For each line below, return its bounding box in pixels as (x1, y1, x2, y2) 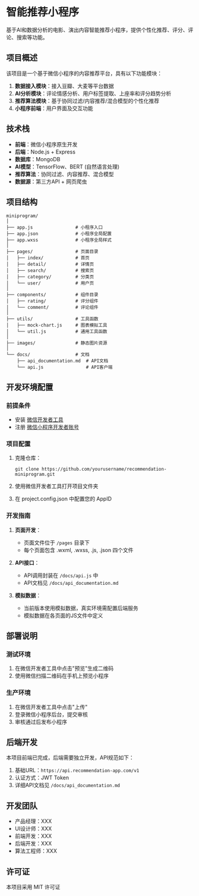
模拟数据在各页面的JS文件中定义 (23, 612, 103, 619)
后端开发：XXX (14, 840, 52, 847)
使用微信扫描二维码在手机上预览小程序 (14, 672, 109, 679)
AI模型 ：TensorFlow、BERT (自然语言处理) (14, 163, 120, 170)
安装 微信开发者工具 (14, 416, 64, 423)
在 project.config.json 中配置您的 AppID (14, 495, 112, 503)
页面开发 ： (14, 526, 42, 533)
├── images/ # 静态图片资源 (6, 340, 108, 346)
